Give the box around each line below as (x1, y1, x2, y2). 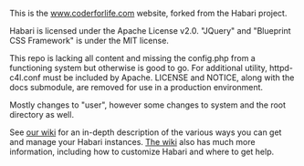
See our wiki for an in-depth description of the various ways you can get (9, 127, 282, 138)
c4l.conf (9, 72, 41, 83)
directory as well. (9, 109, 75, 119)
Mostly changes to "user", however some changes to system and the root (9, 99, 286, 110)
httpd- (268, 63, 294, 73)
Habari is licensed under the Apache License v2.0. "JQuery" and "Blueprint (9, 26, 291, 36)
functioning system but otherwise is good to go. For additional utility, (9, 63, 267, 73)
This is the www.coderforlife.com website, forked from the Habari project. (9, 8, 288, 18)
